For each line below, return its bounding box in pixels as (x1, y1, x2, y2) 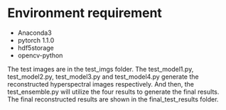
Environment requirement (7, 5, 162, 21)
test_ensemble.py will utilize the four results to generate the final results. (7, 87, 220, 96)
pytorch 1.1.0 (17, 35, 55, 44)
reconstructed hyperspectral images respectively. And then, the (7, 79, 194, 88)
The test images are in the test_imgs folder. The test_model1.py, (7, 65, 194, 73)
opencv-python (17, 51, 63, 60)
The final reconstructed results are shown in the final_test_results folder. (7, 94, 219, 104)
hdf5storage (17, 43, 55, 52)
